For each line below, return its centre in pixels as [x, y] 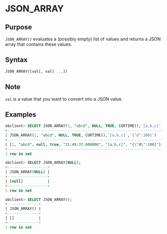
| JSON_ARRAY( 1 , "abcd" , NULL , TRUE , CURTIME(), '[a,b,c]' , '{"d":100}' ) [81, 135]
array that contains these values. [39, 44]
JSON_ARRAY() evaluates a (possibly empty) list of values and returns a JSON [83, 39]
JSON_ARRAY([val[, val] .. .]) [37, 71]
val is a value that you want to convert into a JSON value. [64, 99]
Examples [21, 114]
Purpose [19, 27]
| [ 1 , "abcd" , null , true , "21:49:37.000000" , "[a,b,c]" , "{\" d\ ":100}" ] [83, 144]
